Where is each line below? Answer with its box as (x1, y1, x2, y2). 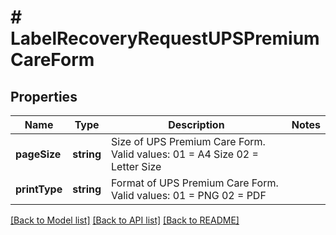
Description (168, 118, 225, 131)
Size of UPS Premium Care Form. (111, 135, 266, 148)
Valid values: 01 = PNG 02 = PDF (111, 189, 267, 202)
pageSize (15, 147, 62, 161)
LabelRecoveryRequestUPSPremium (10, 27, 320, 50)
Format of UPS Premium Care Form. (111, 176, 279, 190)
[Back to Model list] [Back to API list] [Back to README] (10, 214, 240, 226)
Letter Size (111, 160, 162, 173)
